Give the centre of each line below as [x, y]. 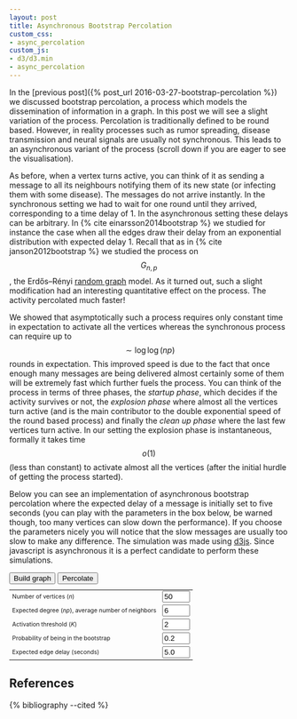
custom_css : [31, 34]
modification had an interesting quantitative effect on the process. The [138, 291]
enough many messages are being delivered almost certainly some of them [147, 373]
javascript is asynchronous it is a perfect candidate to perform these [134, 550]
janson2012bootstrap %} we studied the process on [104, 251]
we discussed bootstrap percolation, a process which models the [128, 101]
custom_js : [29, 51]
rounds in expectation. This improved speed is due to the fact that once [140, 363]
